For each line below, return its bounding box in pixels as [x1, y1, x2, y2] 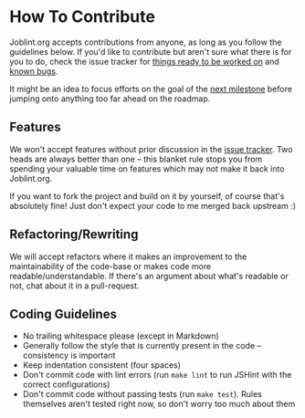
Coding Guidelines [9, 306, 117, 321]
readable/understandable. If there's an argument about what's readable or [9, 270, 289, 281]
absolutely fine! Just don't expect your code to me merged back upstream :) [9, 200, 297, 211]
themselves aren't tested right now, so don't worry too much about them [22, 399, 296, 410]
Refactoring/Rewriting [9, 226, 139, 243]
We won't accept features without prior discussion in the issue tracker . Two [9, 143, 293, 154]
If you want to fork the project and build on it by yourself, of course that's [9, 190, 285, 202]
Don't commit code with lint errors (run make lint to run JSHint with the [22, 370, 292, 381]
